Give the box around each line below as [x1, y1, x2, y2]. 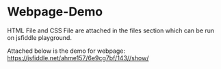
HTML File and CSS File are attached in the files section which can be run [7, 26, 215, 34]
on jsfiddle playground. [7, 33, 72, 41]
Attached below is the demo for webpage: [7, 47, 125, 55]
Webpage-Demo [7, 4, 103, 20]
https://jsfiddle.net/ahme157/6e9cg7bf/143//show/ [7, 53, 149, 62]
